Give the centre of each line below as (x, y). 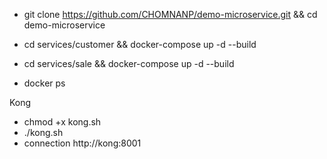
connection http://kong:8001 (82, 143)
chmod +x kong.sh (62, 122)
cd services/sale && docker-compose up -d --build (129, 63)
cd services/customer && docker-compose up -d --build (140, 44)
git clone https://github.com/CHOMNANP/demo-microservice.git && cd (170, 14)
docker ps (44, 83)
